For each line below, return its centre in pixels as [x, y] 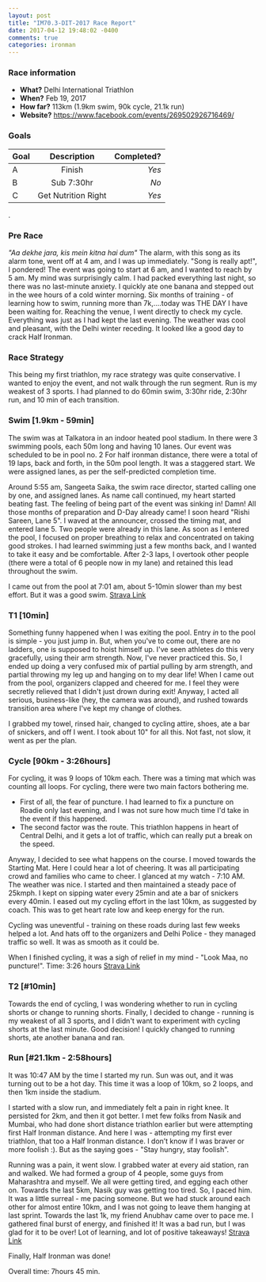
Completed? [138, 156]
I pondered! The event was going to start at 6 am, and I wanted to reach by [130, 269]
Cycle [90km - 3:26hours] [59, 761]
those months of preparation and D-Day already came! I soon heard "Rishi [129, 512]
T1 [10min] [28, 615]
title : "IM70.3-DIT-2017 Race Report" [72, 23]
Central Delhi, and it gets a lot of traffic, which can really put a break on [136, 836]
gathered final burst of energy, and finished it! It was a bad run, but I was [127, 1223]
